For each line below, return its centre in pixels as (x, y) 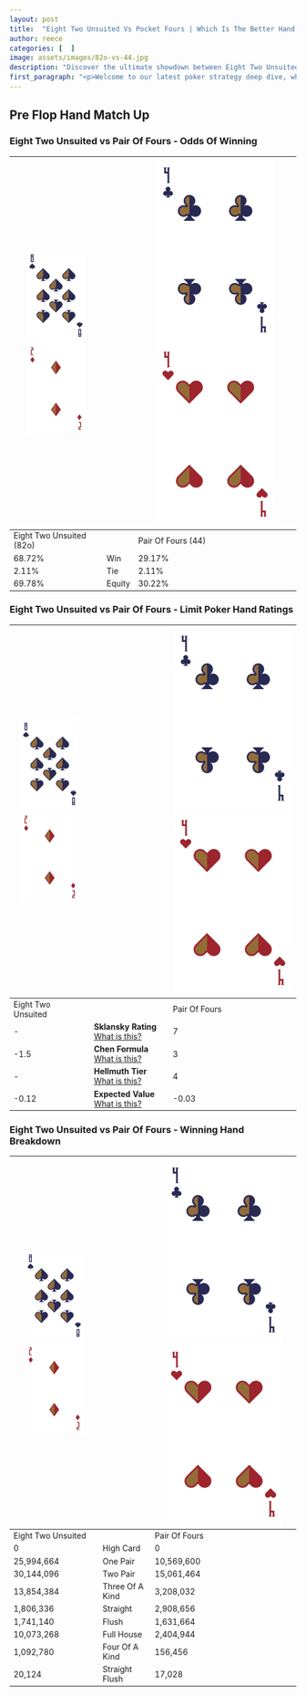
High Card (122, 1548)
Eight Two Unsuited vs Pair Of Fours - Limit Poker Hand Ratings (152, 610)
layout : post (34, 19)
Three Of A (123, 1586)
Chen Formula (121, 1049)
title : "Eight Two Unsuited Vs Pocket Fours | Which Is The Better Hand (153, 29)
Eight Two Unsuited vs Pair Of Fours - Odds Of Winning (133, 141)
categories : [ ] (42, 48)
